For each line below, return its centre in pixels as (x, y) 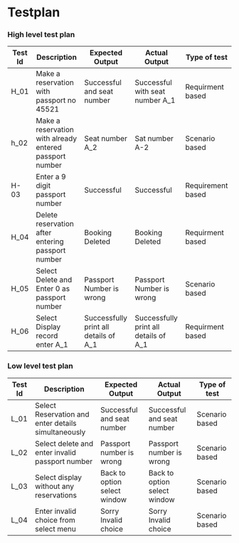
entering (50, 242)
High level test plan (41, 35)
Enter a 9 (51, 177)
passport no (56, 100)
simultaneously (60, 432)
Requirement (206, 186)
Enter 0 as (53, 289)
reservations (56, 495)
